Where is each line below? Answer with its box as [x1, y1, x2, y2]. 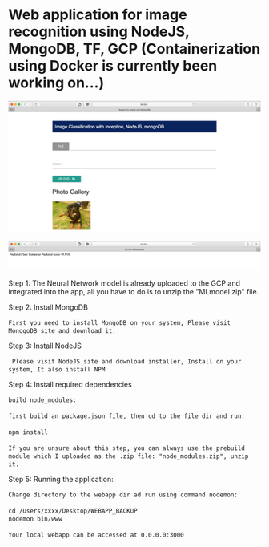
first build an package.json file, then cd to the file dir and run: [8, 411, 246, 420]
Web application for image [8, 6, 187, 24]
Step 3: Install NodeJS [8, 341, 82, 350]
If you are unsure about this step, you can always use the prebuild [8, 444, 246, 452]
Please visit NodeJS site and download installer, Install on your [11, 357, 242, 366]
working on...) [8, 74, 105, 92]
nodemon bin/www [8, 515, 62, 523]
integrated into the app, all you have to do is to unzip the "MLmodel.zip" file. [8, 286, 259, 296]
